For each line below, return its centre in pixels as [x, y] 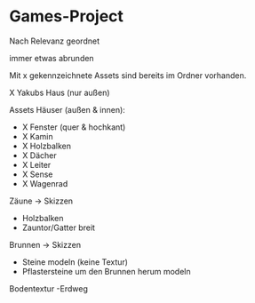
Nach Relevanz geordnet [55, 41]
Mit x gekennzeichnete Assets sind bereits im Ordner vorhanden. [128, 75]
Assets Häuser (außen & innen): [68, 109]
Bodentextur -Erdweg [49, 288]
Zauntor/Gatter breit [59, 227]
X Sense [37, 174]
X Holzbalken [46, 146]
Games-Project [67, 16]
